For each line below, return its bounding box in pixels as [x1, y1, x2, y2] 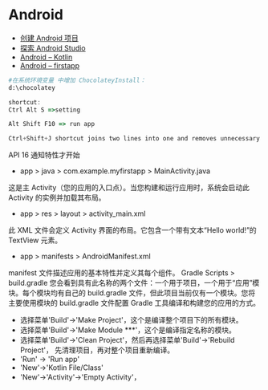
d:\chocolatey [8, 83, 56, 91]
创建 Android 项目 [19, 33, 79, 43]
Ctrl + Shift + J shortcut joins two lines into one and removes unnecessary [8, 135, 261, 143]
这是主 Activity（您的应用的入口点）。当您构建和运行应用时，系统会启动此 [8, 183, 250, 193]
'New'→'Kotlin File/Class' [19, 363, 104, 372]
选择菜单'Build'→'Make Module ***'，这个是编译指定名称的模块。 [19, 325, 237, 335]
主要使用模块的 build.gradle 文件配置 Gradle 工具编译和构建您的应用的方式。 [8, 299, 261, 308]
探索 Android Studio [19, 43, 86, 53]
